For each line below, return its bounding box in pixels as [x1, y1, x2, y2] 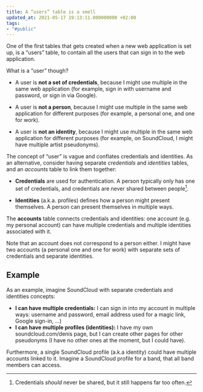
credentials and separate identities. [6, 252, 94, 260]
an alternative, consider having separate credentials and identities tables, [6, 159, 189, 167]
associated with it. [6, 228, 52, 235]
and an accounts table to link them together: [6, 166, 117, 173]
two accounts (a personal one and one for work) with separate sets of [6, 246, 180, 253]
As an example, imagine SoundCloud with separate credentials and [6, 286, 173, 293]
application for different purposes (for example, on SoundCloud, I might [14, 135, 193, 142]
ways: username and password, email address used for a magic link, [14, 311, 186, 318]
